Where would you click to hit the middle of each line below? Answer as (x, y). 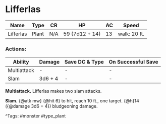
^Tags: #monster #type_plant (36, 116)
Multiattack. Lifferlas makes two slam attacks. (53, 91)
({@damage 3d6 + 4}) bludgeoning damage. (51, 106)
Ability (21, 62)
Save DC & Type (84, 62)
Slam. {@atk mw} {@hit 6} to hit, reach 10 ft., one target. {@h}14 (72, 101)
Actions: (16, 49)
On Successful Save (133, 62)
